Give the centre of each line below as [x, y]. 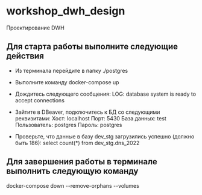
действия [25, 56]
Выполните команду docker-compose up [67, 82]
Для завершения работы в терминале [82, 162]
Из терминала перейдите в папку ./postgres [71, 70]
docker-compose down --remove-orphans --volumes [73, 185]
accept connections [40, 100]
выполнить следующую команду [72, 171]
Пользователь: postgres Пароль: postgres [68, 125]
